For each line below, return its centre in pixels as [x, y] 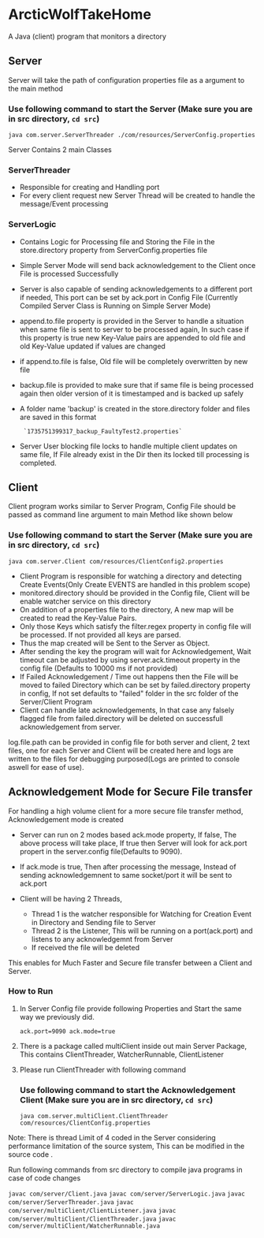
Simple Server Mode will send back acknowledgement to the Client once [138, 265]
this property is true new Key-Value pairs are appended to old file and [132, 337]
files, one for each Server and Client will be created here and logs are [121, 750]
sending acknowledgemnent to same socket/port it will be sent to [126, 875]
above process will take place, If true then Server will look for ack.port [133, 843]
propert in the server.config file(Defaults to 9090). [101, 851]
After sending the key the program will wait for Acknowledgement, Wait [135, 651]
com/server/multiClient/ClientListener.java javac [92, 1211]
